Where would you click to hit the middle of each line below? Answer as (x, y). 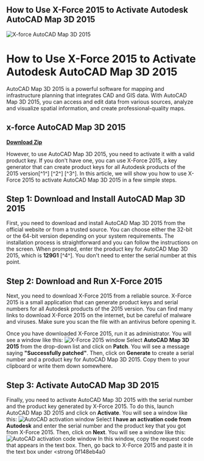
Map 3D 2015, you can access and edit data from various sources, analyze (100, 102)
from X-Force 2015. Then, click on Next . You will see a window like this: (96, 432)
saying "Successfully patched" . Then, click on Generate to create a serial (100, 353)
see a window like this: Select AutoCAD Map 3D (98, 340)
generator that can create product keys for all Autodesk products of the (96, 166)
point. (14, 262)
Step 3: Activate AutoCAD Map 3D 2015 (83, 385)
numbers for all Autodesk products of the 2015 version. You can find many (100, 309)
